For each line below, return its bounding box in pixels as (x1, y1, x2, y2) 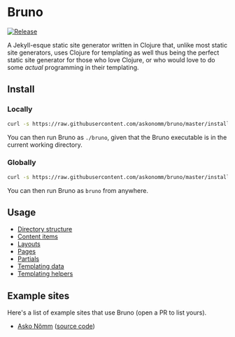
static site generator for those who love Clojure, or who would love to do (7, 55, 215, 64)
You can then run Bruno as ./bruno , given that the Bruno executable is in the (7, 133, 227, 141)
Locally (7, 104, 33, 114)
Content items (17, 232, 58, 241)
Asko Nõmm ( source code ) (17, 322, 96, 331)
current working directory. (7, 141, 83, 149)
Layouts (17, 240, 41, 248)
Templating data (17, 262, 64, 271)
